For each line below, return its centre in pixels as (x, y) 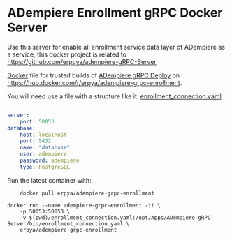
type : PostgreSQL (45, 167)
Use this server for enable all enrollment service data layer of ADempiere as (116, 47)
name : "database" (45, 148)
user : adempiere (44, 154)
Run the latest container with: (50, 180)
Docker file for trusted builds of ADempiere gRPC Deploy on (94, 75)
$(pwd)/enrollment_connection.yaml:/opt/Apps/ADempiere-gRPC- (122, 218)
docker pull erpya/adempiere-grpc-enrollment (87, 193)
